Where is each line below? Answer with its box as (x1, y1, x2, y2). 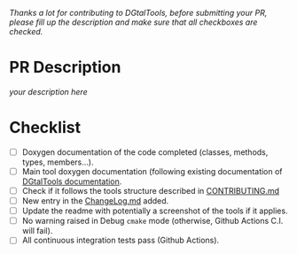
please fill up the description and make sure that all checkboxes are (9, 17, 258, 27)
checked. (9, 27, 43, 36)
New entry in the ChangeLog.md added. (21, 196, 169, 206)
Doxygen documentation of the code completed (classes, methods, (21, 146, 269, 158)
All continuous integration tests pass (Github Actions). (21, 235, 220, 246)
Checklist (9, 118, 82, 138)
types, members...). (21, 157, 94, 167)
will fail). (21, 226, 53, 236)
